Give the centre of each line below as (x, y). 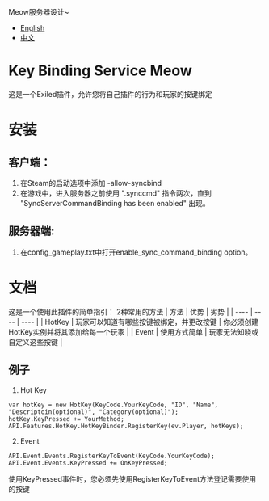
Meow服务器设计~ (39, 12)
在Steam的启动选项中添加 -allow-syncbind (91, 183)
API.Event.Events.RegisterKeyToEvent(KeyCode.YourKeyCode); (112, 456)
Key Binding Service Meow (100, 71)
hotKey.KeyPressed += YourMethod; (67, 419)
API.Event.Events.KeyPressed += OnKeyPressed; (88, 463)
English (32, 28)
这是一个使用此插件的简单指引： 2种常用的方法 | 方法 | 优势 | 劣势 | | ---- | (130, 312)
